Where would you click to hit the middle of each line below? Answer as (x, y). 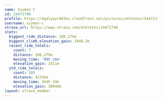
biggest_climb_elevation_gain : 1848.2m (49, 41)
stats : (11, 32)
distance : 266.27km (33, 55)
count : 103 (24, 73)
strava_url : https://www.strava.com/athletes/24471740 (61, 28)
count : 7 (22, 50)
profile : (13, 18)
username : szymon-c (24, 23)
